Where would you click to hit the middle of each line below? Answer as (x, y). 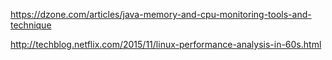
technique (31, 25)
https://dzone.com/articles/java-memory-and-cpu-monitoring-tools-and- (161, 14)
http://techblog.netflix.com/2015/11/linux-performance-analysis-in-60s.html (166, 44)
